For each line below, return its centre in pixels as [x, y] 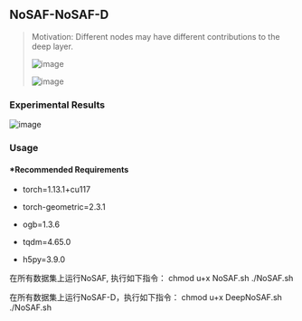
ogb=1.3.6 [41, 224]
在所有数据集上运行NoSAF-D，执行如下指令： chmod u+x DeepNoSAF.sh [146, 297]
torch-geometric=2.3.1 [64, 207]
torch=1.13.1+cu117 [57, 190]
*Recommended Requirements [69, 169]
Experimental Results [57, 105]
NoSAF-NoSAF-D [59, 15]
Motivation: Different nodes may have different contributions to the [156, 36]
